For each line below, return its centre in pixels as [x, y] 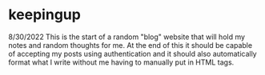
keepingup [45, 15]
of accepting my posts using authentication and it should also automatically [133, 53]
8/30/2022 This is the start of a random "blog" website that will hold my [127, 37]
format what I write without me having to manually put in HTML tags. [121, 62]
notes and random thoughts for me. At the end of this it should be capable [130, 45]
